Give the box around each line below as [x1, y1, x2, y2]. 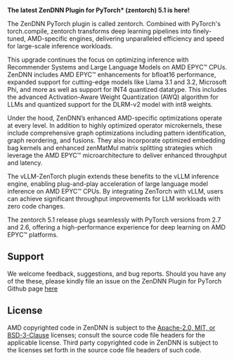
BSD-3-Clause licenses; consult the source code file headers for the [7, 331, 206, 339]
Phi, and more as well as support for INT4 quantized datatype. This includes [7, 86, 227, 93]
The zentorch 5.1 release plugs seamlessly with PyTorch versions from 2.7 [7, 215, 221, 224]
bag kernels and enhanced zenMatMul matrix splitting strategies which [7, 144, 213, 152]
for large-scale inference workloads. [7, 42, 113, 50]
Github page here [7, 284, 58, 293]
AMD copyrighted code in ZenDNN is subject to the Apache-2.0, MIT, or [7, 323, 216, 332]
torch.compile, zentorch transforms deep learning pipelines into [7, 27, 192, 35]
